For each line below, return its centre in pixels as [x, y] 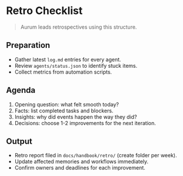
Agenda [21, 90]
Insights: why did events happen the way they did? [76, 117]
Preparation [28, 45]
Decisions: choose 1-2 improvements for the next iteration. [85, 123]
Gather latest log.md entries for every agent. [68, 59]
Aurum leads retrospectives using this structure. [79, 27]
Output [19, 141]
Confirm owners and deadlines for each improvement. [80, 168]
